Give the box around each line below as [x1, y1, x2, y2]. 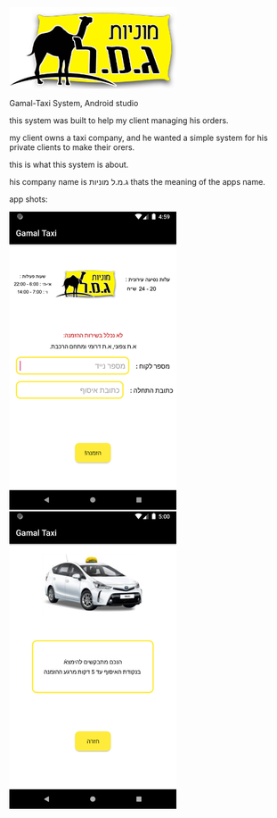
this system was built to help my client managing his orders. [9, 115, 229, 126]
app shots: [9, 194, 48, 204]
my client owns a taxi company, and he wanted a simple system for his [9, 132, 269, 144]
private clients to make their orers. [9, 142, 135, 153]
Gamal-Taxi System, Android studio [9, 98, 139, 109]
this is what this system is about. [9, 159, 129, 171]
